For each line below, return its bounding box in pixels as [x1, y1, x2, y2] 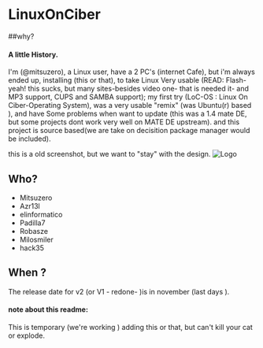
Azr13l [19, 201, 41, 210]
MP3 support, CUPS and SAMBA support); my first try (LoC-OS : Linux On [8, 92, 248, 102]
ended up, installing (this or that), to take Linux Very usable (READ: [8, 76, 224, 85]
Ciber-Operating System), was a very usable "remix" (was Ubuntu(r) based [8, 101, 252, 110]
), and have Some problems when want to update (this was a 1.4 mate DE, [8, 109, 247, 119]
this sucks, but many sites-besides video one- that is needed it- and [27, 84, 250, 94]
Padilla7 [19, 218, 46, 228]
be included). [8, 134, 51, 143]
